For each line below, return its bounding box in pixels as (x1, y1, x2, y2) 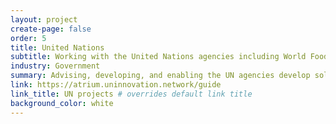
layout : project (10, 14, 78, 25)
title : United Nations (10, 42, 105, 53)
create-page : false (10, 24, 92, 34)
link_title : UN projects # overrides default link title (10, 89, 253, 99)
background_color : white (10, 98, 114, 108)
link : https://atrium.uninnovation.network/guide (10, 80, 222, 90)
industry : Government (10, 61, 101, 71)
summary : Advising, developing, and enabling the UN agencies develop (10, 71, 311, 81)
